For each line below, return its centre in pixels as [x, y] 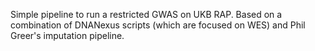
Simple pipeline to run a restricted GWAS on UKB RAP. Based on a [146, 14]
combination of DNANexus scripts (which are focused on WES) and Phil [158, 25]
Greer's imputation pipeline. [67, 35]
